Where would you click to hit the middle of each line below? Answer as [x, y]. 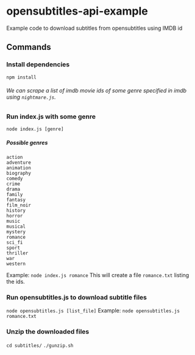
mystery [16, 232]
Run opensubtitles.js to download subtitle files [77, 298]
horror [15, 216]
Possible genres [27, 142]
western [16, 264]
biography [19, 174]
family [15, 195]
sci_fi [15, 243]
